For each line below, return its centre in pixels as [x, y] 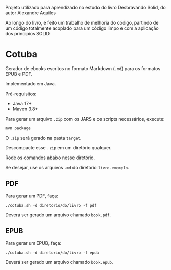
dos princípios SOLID [28, 33]
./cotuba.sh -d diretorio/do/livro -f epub [52, 253]
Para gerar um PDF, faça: [32, 196]
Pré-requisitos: [21, 94]
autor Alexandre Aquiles [31, 13]
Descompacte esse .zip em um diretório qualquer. [58, 147]
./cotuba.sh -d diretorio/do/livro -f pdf [51, 205]
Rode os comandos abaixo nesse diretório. [50, 157]
